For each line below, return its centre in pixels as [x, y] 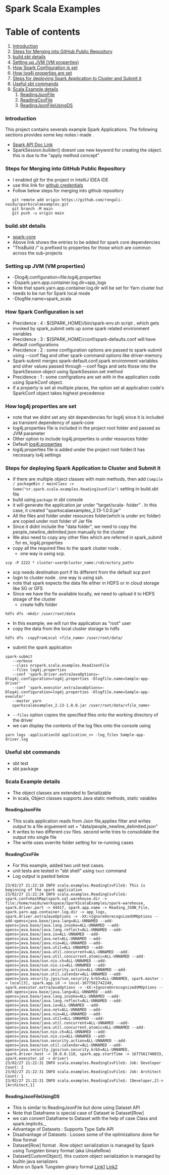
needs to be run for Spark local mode [51, 293]
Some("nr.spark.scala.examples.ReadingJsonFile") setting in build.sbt [86, 489]
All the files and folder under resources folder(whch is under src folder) [87, 516]
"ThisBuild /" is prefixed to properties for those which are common [82, 248]
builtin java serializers [35, 1161]
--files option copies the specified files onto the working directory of [85, 715]
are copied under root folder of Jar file [52, 521]
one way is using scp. [43, 554]
